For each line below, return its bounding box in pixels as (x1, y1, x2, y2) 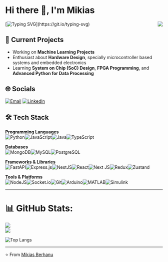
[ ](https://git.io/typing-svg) (5, 21, 90, 27)
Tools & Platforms (5, 174, 43, 180)
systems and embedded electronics (12, 60, 86, 66)
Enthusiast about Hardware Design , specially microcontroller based (12, 54, 152, 60)
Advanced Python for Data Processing (12, 70, 94, 76)
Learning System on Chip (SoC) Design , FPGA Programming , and (12, 65, 149, 71)
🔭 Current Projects (5, 36, 64, 44)
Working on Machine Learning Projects (12, 49, 95, 55)
